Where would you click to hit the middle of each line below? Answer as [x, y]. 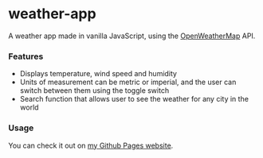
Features [26, 56]
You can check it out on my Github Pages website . [91, 145]
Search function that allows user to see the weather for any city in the [134, 99]
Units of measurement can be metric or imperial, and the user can [128, 82]
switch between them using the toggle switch [94, 91]
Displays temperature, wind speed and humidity [98, 74]
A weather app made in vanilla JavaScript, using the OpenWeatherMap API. [132, 36]
